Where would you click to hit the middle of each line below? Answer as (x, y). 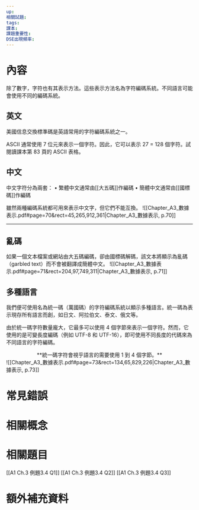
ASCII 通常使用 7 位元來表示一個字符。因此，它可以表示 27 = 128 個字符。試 (99, 144)
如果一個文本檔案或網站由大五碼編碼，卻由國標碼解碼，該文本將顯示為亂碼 (97, 257)
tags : (13, 23)
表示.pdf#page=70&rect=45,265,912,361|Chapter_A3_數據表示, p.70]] (91, 215)
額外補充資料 (38, 498)
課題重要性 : (19, 34)
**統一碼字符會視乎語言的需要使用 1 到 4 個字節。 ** (99, 355)
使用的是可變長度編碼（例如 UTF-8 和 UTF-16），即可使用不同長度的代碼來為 (99, 335)
